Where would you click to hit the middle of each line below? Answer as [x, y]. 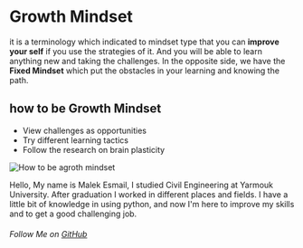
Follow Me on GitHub [48, 234]
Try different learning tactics [76, 140]
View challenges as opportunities [85, 130]
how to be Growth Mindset [85, 109]
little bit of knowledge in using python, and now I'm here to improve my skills [152, 204]
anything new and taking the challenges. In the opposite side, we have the [147, 61]
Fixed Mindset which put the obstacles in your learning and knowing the [145, 71]
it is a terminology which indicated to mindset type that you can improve [145, 42]
